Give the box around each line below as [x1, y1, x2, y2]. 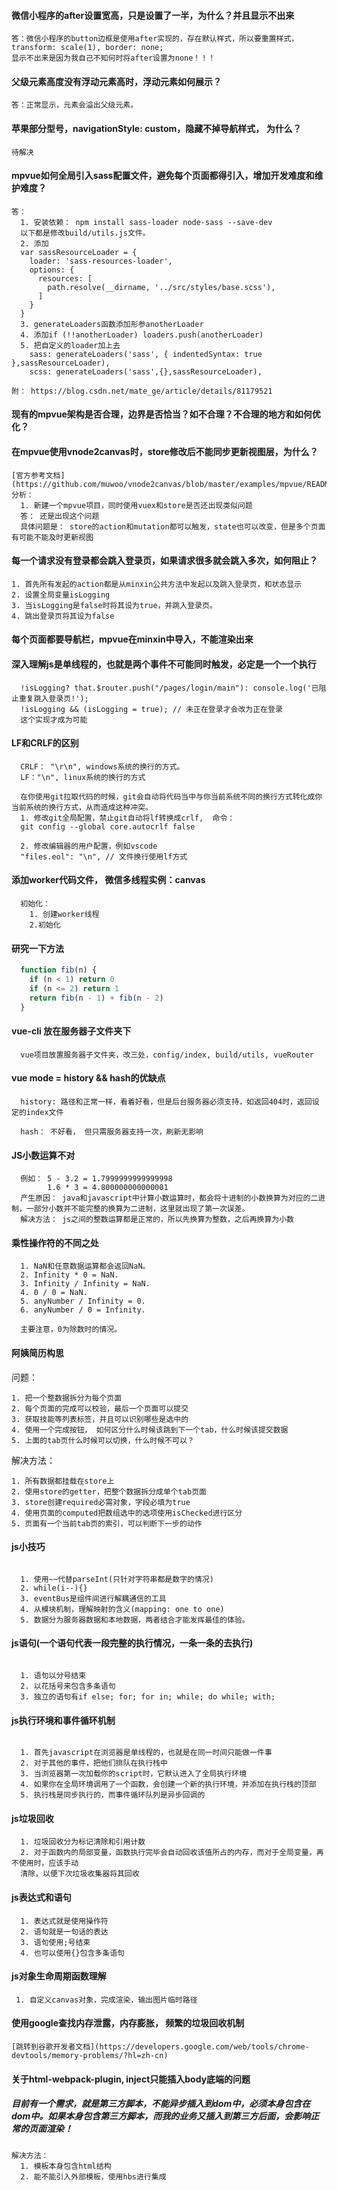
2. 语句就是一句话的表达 [20, 1926, 109, 1937]
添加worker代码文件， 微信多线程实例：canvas [11, 874, 206, 886]
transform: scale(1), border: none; [11, 43, 164, 53]
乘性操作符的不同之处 [11, 1236, 99, 1249]
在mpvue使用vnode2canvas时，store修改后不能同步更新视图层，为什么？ [11, 446, 319, 457]
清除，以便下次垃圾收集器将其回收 [20, 1869, 140, 1879]
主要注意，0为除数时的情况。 [20, 1325, 123, 1335]
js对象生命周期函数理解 [11, 1970, 107, 1982]
